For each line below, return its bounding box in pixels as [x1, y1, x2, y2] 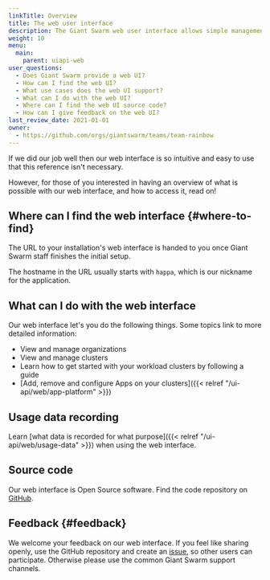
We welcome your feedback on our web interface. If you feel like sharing [8, 537, 249, 547]
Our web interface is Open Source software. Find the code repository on [8, 484, 247, 494]
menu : [8, 42, 27, 50]
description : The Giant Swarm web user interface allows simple [8, 27, 228, 35]
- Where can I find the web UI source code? [15, 101, 167, 109]
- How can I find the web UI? [15, 79, 117, 87]
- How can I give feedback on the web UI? [15, 109, 160, 117]
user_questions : [8, 64, 63, 72]
